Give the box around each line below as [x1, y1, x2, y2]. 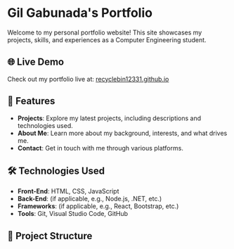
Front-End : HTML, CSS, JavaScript [17, 187, 119, 196]
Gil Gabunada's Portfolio [7, 5, 153, 21]
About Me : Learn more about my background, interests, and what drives [17, 129, 228, 137]
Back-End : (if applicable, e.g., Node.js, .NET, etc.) [17, 195, 162, 203]
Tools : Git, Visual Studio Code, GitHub [17, 210, 129, 218]
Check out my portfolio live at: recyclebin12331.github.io [7, 75, 169, 83]
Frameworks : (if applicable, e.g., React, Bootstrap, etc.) [17, 202, 179, 210]
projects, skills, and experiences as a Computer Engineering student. [7, 35, 207, 44]
